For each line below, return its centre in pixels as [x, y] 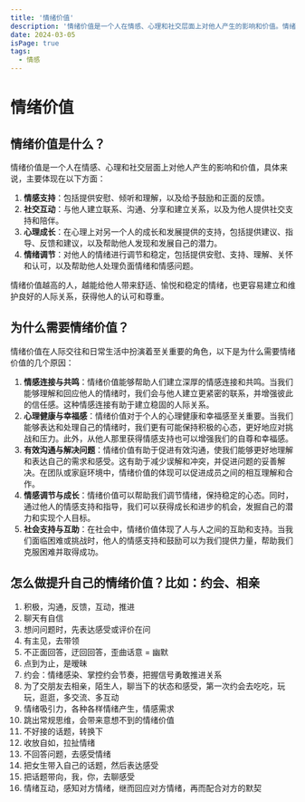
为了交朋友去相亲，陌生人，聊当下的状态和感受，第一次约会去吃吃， [150, 686]
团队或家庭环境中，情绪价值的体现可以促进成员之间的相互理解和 [167, 472]
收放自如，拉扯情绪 [59, 742]
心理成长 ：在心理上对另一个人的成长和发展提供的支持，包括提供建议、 [154, 232]
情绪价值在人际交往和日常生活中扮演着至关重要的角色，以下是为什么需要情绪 [153, 351]
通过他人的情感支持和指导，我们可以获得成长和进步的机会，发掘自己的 [154, 506]
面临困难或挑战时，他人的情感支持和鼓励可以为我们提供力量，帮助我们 [162, 540]
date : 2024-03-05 [43, 34]
